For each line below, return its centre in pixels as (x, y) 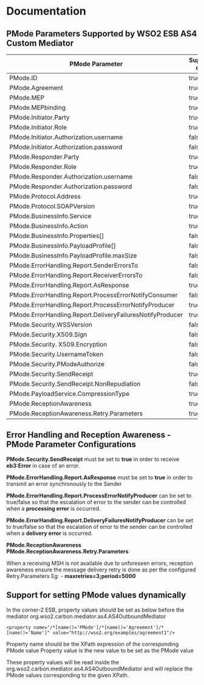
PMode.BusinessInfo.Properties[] (57, 236)
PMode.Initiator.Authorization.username (66, 137)
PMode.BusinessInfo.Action (49, 226)
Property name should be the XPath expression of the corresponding (93, 644)
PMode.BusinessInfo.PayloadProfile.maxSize (73, 255)
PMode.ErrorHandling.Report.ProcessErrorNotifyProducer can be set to (99, 496)
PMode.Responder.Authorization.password (71, 186)
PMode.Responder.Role (43, 167)
